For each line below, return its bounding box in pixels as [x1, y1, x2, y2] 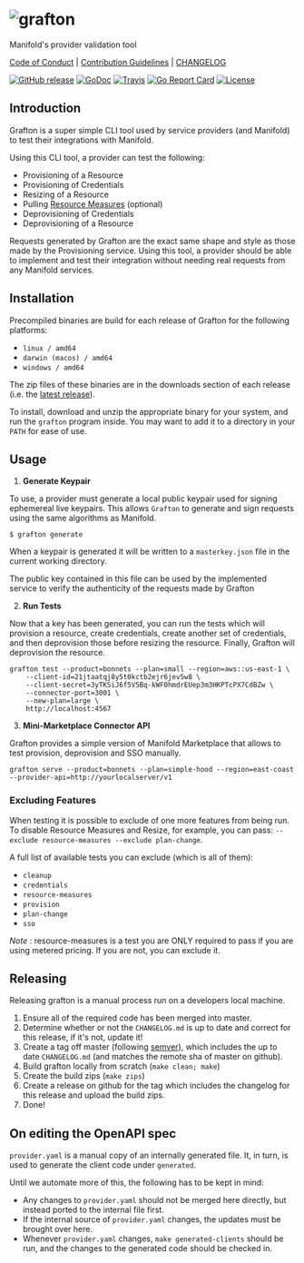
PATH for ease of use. [9, 425, 87, 436]
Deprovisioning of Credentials [22, 208, 134, 219]
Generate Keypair [22, 476, 91, 487]
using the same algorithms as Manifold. [9, 513, 157, 524]
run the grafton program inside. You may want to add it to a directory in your [9, 416, 296, 427]
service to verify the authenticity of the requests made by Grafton [9, 583, 255, 594]
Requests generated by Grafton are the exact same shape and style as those [9, 235, 296, 246]
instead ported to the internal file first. [22, 1204, 165, 1216]
